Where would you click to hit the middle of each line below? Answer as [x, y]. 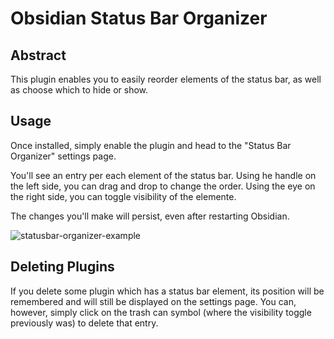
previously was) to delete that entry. [84, 323]
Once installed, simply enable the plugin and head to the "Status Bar [151, 145]
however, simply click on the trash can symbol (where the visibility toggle [161, 312]
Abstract [38, 55]
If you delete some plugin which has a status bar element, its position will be [167, 291]
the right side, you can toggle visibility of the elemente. [123, 196]
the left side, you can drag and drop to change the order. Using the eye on [163, 186]
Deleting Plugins [62, 267]
